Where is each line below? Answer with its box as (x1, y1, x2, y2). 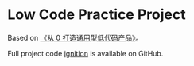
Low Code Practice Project (7, 6, 186, 24)
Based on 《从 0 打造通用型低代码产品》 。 (7, 33, 143, 42)
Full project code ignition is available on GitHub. (7, 49, 164, 58)
